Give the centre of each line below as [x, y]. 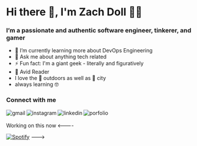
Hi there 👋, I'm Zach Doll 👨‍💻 [74, 12]
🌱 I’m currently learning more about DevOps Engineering [83, 51]
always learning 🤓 [37, 84]
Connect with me [31, 100]
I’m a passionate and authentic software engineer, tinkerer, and [99, 31]
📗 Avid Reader [32, 72]
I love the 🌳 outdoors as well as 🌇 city [60, 78]
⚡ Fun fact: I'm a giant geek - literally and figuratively [79, 64]
